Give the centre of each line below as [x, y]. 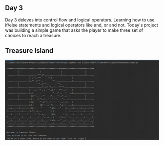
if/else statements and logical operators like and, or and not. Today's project [82, 25]
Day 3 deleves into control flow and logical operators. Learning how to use [80, 20]
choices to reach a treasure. [33, 35]
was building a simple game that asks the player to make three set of [74, 30]
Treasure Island [29, 51]
